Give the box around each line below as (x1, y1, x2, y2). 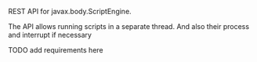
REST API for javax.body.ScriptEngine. (8, 7, 132, 16)
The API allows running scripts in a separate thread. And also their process (8, 22, 249, 31)
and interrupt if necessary (8, 31, 92, 39)
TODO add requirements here (8, 46, 103, 54)
